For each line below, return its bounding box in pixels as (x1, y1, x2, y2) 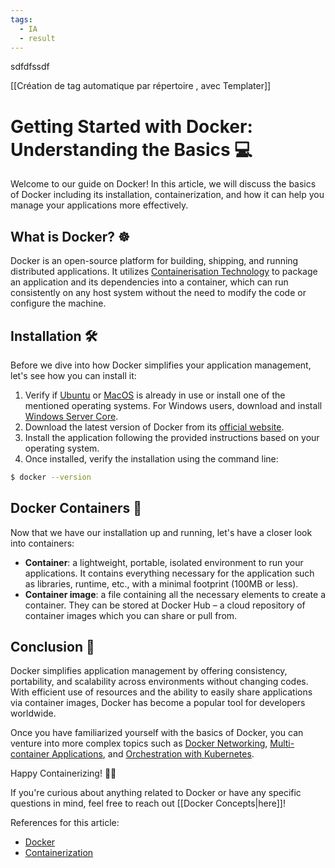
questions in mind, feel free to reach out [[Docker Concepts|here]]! (10, 797, 287, 810)
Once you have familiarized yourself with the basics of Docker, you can (10, 727, 304, 739)
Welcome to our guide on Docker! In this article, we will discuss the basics (10, 178, 317, 190)
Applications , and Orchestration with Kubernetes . (51, 748, 255, 760)
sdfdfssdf (10, 61, 50, 73)
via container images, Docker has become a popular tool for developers (10, 697, 306, 709)
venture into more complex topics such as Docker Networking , (10, 737, 268, 750)
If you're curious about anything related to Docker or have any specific (10, 787, 302, 799)
